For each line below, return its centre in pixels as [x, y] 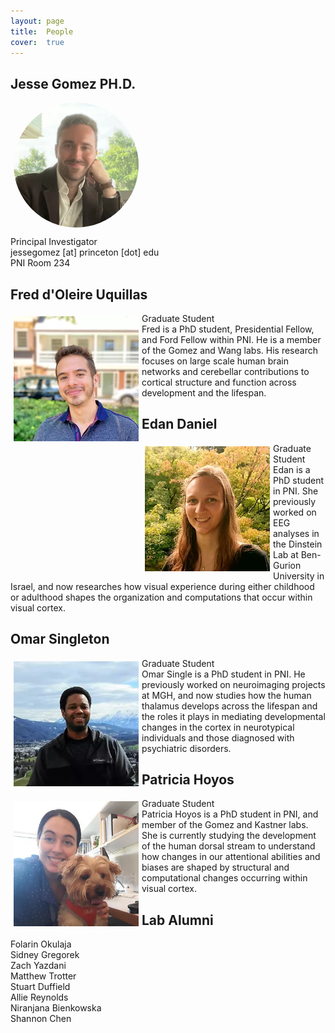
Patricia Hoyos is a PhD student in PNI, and [230, 814]
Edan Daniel [179, 424]
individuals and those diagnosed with [218, 737]
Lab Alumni [177, 920]
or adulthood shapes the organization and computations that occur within [161, 597]
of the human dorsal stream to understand [228, 846]
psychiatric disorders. [186, 748]
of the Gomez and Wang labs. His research [229, 350]
